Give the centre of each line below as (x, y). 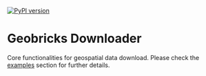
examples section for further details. (59, 65)
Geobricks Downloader (74, 39)
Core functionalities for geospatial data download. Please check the (103, 57)
